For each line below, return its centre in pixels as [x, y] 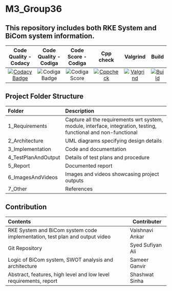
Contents [19, 221]
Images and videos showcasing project [112, 174]
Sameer [139, 260]
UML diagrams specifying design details [114, 141]
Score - [77, 57]
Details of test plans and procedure [107, 157]
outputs [74, 180]
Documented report [89, 166]
